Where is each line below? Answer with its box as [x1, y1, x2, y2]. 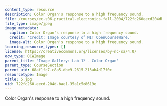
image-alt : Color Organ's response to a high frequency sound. [9, 40, 143, 45]
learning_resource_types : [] [5, 44, 66, 49]
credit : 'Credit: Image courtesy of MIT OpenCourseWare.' [9, 35, 133, 40]
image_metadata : [5, 26, 39, 31]
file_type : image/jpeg [5, 21, 52, 26]
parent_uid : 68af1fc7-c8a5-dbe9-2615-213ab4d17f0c [5, 68, 112, 73]
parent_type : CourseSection [5, 63, 64, 68]
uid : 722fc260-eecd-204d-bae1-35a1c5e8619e [5, 81, 97, 86]
